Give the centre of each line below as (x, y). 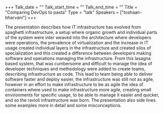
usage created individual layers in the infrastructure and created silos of (78, 48)
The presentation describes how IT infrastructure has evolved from (73, 27)
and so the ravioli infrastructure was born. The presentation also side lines (81, 100)
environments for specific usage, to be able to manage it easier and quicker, (82, 95)
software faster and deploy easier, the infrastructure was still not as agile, (80, 79)
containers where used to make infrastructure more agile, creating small (78, 90)
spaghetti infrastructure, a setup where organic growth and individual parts (81, 32)
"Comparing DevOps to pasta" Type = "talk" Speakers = (62, 12)
